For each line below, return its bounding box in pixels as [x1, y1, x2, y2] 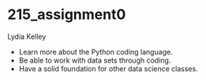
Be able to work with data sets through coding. [18, 55, 171, 65]
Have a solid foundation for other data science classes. [18, 63, 198, 73]
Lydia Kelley [7, 32, 47, 41]
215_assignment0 [7, 6, 126, 24]
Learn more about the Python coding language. [18, 47, 173, 56]
